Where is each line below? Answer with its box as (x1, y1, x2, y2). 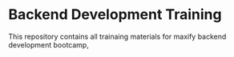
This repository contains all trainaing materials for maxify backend (8, 32, 227, 41)
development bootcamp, (8, 40, 90, 49)
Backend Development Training (8, 6, 222, 24)
